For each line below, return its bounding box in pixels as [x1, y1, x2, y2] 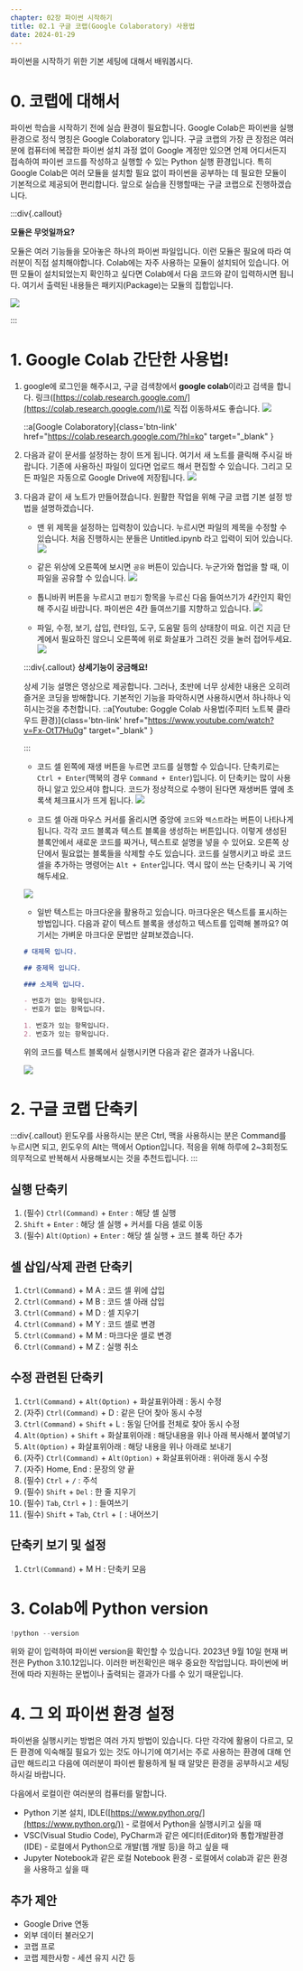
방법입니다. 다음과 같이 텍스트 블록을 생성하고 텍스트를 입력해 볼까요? [36, 918, 280, 929]
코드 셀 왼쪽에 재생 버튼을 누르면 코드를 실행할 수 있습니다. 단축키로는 [36, 761, 280, 772]
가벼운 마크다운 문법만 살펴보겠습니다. [60, 929, 194, 940]
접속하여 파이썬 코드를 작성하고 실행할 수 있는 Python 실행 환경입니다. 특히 [10, 156, 272, 167]
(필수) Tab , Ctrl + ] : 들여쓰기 [23, 1497, 129, 1508]
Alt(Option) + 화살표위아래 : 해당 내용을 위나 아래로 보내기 [23, 1441, 233, 1452]
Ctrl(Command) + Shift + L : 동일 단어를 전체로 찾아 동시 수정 [23, 1418, 240, 1429]
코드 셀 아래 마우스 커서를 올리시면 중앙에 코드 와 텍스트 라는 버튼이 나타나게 [36, 814, 294, 825]
